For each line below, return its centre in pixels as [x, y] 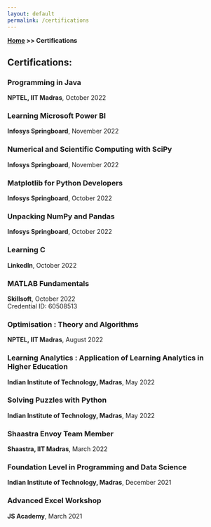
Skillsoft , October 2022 [41, 299]
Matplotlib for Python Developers [65, 183]
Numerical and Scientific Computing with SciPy [90, 150]
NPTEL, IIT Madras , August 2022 [55, 340]
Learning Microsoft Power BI [57, 116]
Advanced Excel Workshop [54, 501]
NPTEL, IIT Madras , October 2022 [57, 98]
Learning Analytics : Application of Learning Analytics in [106, 358]
